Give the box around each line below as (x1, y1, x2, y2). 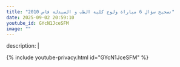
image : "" (6, 25, 32, 32)
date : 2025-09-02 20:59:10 (6, 14, 75, 21)
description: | (6, 42, 39, 49)
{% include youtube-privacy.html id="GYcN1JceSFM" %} (6, 54, 149, 61)
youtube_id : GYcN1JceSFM (6, 20, 69, 26)
